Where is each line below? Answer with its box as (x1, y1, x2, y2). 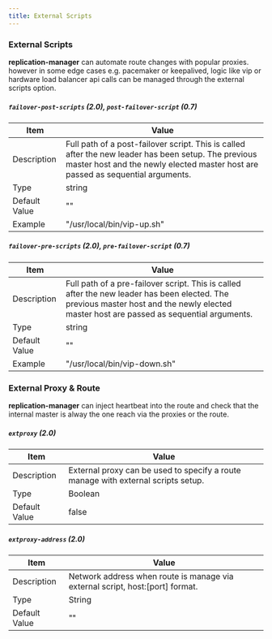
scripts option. (8, 83, 57, 93)
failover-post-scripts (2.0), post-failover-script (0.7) (8, 101, 198, 111)
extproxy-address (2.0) (8, 533, 85, 544)
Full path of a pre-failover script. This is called (66, 278, 241, 289)
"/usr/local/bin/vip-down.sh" (66, 358, 176, 369)
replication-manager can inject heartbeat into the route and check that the (8, 401, 259, 411)
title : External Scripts (8, 11, 92, 20)
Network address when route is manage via (68, 571, 234, 582)
